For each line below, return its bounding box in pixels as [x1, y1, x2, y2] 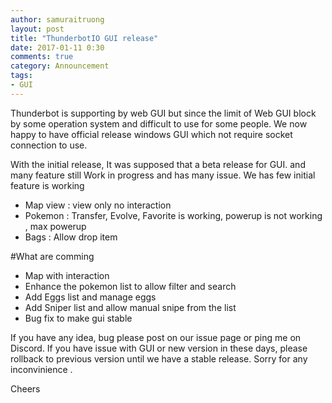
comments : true [10, 52, 74, 62]
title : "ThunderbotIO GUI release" [10, 33, 159, 43]
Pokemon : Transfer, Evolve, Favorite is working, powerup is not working [24, 209, 323, 221]
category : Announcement [10, 61, 110, 71]
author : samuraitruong [10, 14, 105, 25]
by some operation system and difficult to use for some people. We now [10, 117, 308, 130]
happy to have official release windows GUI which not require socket [10, 128, 293, 140]
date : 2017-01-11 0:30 [10, 42, 105, 53]
